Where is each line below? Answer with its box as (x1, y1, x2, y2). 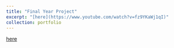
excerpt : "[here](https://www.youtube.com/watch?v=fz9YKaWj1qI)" (6, 14, 169, 20)
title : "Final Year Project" (6, 8, 77, 15)
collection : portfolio (6, 19, 62, 25)
